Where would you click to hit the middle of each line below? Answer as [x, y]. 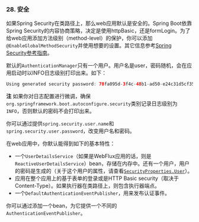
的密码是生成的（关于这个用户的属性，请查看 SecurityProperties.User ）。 [104, 171]
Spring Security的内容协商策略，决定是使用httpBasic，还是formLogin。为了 [98, 31]
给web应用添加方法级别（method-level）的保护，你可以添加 [79, 38]
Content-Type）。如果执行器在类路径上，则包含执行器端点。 [87, 186]
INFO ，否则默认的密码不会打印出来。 [50, 111]
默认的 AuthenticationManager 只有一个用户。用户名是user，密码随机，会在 [97, 66]
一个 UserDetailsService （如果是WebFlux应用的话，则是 [83, 156]
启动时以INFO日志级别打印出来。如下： [59, 73]
